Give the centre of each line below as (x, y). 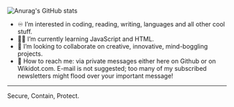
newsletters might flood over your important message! (95, 76)
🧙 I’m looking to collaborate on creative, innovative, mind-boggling (112, 46)
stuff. (25, 32)
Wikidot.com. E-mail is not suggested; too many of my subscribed (112, 68)
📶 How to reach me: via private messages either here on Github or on (116, 61)
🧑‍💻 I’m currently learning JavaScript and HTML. (86, 39)
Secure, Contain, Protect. (44, 96)
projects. (30, 53)
